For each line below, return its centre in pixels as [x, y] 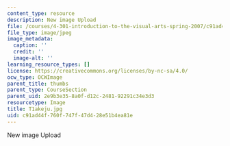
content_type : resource [41, 13]
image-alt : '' [33, 58]
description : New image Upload [52, 20]
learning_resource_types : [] [49, 64]
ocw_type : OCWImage [35, 77]
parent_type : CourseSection [47, 90]
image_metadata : [30, 39]
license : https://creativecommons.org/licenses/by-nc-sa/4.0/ [98, 71]
